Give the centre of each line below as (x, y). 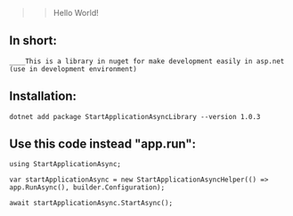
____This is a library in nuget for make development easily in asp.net (147, 61)
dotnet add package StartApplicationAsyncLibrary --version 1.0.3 (135, 116)
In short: (33, 40)
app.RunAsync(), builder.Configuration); (87, 188)
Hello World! (76, 13)
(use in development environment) (73, 69)
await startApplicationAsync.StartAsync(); (91, 204)
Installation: (43, 96)
